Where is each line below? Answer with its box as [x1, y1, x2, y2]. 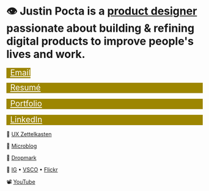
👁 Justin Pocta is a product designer [6, 4, 197, 18]
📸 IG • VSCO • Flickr [6, 166, 58, 173]
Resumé [10, 82, 41, 93]
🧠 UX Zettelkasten [6, 131, 52, 138]
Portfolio [10, 98, 42, 109]
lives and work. [6, 48, 86, 61]
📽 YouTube [6, 178, 35, 186]
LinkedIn [10, 115, 43, 125]
